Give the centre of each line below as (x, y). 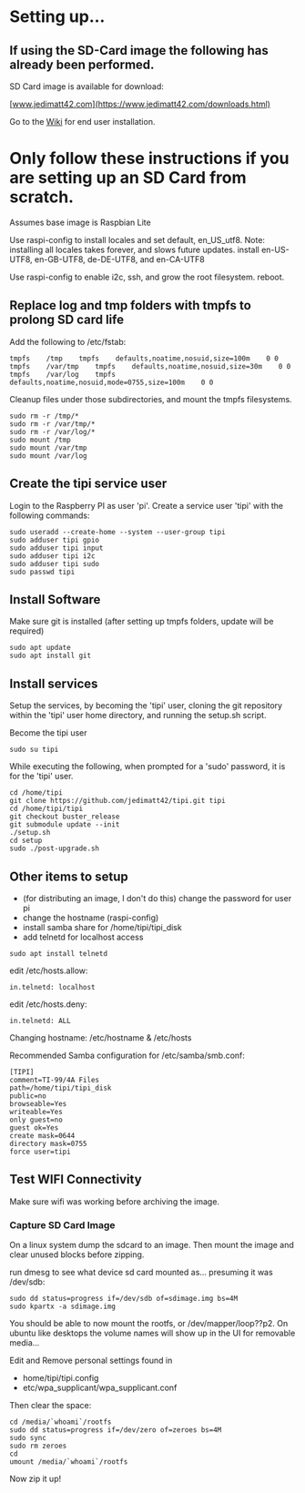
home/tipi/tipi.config (61, 1378)
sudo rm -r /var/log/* (52, 432)
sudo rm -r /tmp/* (44, 416)
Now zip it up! (36, 1479)
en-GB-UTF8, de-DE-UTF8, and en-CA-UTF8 (120, 259)
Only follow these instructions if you (149, 159)
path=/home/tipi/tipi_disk (61, 1088)
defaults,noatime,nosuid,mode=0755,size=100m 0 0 (112, 382)
